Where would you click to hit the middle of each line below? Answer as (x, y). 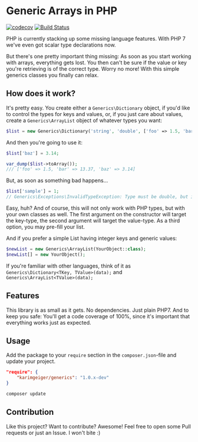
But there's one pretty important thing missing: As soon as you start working (99, 56)
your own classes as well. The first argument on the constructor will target (96, 214)
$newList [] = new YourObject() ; (46, 255)
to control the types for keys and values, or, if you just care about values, (95, 114)
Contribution (30, 412)
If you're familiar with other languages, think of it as (69, 266)
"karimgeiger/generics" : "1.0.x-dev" (63, 378)
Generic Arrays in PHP (62, 11)
